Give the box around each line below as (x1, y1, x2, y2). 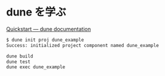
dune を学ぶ (6, 5, 66, 19)
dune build (6, 53, 33, 59)
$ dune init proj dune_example (6, 37, 84, 43)
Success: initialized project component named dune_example (6, 42, 160, 48)
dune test (6, 59, 31, 65)
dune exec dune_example (6, 64, 66, 70)
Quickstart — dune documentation (6, 25, 91, 33)
